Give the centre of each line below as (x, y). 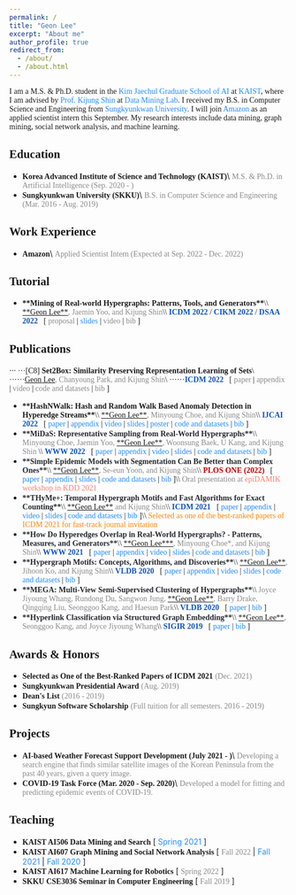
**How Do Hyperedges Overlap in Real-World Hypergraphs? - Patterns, (142, 535)
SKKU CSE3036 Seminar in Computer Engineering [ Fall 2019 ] (128, 881)
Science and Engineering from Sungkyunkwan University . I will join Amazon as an (138, 108)
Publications (40, 349)
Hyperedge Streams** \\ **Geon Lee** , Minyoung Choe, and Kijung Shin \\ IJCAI (152, 416)
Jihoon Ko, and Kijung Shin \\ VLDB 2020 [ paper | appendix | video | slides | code (151, 571)
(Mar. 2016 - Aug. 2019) (60, 204)
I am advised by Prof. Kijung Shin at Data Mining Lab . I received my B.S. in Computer (145, 100)
